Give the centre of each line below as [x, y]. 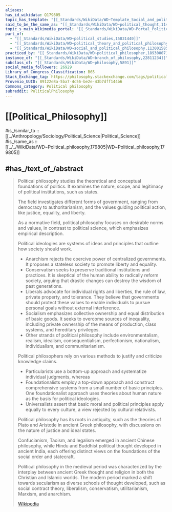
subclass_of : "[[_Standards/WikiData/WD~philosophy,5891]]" [71, 63]
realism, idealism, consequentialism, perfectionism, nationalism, [93, 341]
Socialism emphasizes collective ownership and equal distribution [95, 313]
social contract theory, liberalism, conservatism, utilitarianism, [83, 488]
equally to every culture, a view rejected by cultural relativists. [91, 410]
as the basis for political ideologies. [63, 399]
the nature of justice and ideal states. [57, 430]
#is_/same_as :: [21, 142]
